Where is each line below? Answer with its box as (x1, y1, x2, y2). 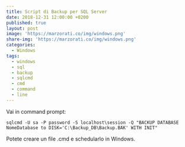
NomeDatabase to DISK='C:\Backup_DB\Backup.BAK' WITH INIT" (6, 124, 158, 131)
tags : (6, 53, 20, 59)
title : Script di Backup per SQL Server (6, 8, 108, 15)
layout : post (6, 25, 39, 32)
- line (11, 92, 28, 98)
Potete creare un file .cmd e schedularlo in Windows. (6, 135, 135, 142)
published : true (6, 20, 46, 26)
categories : (6, 42, 36, 48)
